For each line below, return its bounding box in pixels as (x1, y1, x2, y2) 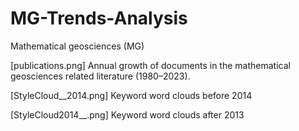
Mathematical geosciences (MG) (10, 40, 145, 52)
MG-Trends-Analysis (10, 7, 188, 30)
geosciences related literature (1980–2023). (10, 70, 191, 82)
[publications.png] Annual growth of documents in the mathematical (10, 59, 291, 71)
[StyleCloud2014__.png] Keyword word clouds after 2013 (10, 108, 245, 121)
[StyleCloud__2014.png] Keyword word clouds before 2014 (10, 89, 253, 101)
